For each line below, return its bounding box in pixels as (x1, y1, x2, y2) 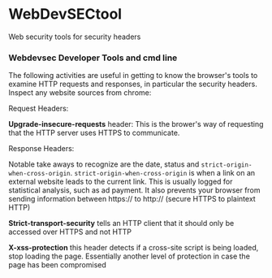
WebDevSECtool (8, 5, 123, 24)
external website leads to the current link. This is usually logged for (8, 176, 233, 187)
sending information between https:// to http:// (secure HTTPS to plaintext (8, 194, 256, 204)
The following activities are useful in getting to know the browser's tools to (8, 71, 258, 80)
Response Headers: (8, 144, 75, 154)
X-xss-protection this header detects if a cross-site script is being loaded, (8, 243, 259, 253)
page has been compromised (8, 260, 107, 270)
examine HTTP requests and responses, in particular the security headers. (8, 79, 257, 89)
